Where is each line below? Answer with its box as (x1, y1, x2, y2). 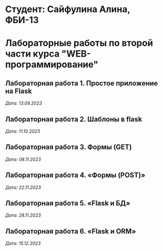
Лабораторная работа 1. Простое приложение (5, 79, 158, 87)
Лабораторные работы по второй (5, 37, 153, 49)
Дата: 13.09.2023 (5, 100, 42, 107)
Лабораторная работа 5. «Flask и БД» (5, 199, 131, 208)
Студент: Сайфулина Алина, (5, 4, 130, 15)
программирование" (5, 59, 99, 70)
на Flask (5, 87, 32, 95)
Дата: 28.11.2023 (5, 212, 41, 218)
